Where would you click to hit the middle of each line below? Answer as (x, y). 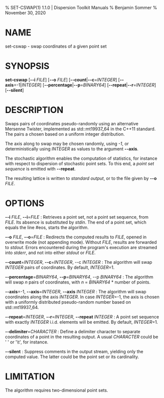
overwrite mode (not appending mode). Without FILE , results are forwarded (81, 242)
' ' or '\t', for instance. (27, 342)
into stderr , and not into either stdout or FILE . (50, 253)
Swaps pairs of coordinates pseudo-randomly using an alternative (72, 123)
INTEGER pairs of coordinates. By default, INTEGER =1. (60, 267)
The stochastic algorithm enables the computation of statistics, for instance (81, 158)
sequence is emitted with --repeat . (40, 169)
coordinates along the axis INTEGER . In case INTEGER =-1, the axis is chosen (82, 297)
